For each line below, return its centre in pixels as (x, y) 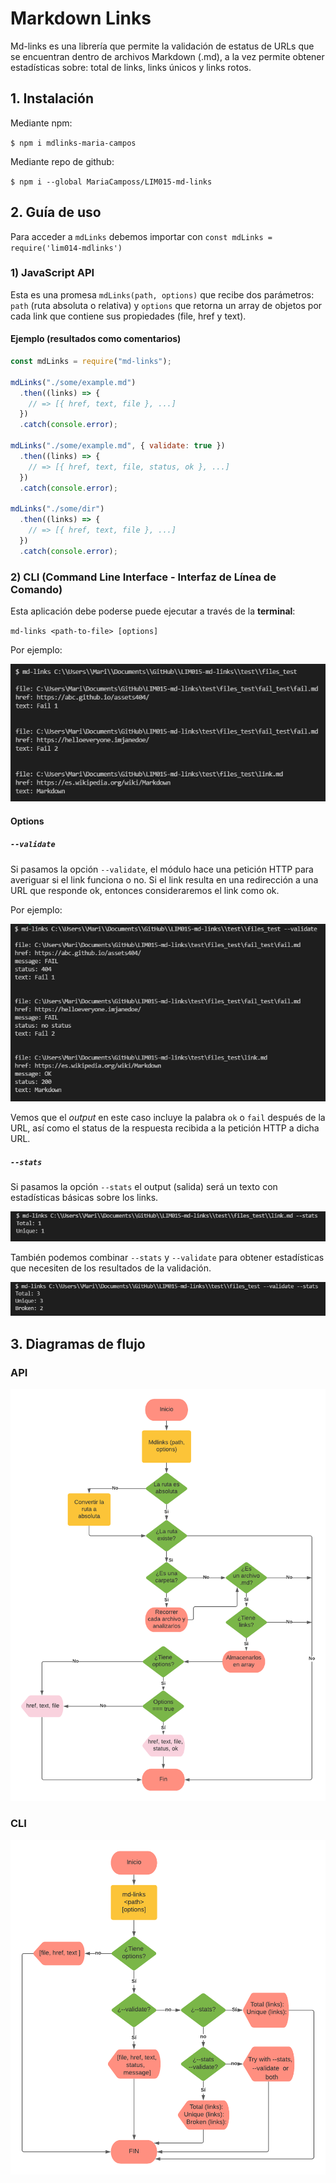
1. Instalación (52, 98)
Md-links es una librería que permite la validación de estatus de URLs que (162, 46)
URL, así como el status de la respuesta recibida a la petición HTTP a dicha (165, 1128)
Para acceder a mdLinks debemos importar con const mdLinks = (141, 236)
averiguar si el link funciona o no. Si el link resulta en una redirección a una (164, 879)
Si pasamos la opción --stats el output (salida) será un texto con (144, 1187)
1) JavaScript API (52, 273)
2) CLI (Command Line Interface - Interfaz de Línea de (143, 577)
